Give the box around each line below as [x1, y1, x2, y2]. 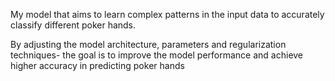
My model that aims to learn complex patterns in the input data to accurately [10, 9, 325, 20]
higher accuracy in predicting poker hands [10, 60, 185, 71]
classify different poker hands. [10, 19, 137, 31]
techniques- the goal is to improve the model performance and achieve [10, 49, 304, 61]
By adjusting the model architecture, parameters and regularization [10, 39, 287, 50]
